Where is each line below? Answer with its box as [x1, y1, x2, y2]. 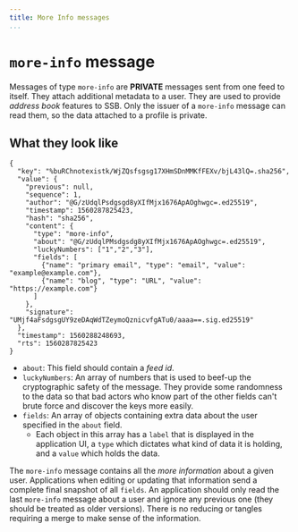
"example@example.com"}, [9, 269, 102, 278]
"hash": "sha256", [25, 214, 94, 224]
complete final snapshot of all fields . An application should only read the [9, 485, 280, 495]
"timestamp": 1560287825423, [25, 207, 134, 215]
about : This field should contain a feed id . [21, 363, 175, 374]
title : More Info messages [9, 13, 110, 22]
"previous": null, [25, 182, 94, 192]
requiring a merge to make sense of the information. [9, 513, 201, 524]
